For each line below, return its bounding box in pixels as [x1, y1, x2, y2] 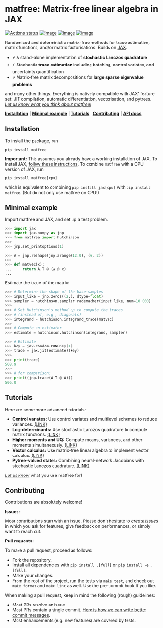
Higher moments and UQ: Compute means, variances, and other [12, 436, 143, 443]
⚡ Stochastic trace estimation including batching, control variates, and [12, 62, 154, 67]
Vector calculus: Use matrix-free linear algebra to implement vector [12, 447, 149, 453]
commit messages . [12, 612, 50, 618]
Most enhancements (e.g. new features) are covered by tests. [12, 617, 136, 624]
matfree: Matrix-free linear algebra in [5, 3, 159, 15]
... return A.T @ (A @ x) [5, 266, 67, 272]
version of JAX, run [5, 166, 44, 172]
